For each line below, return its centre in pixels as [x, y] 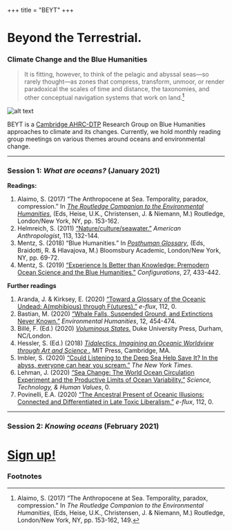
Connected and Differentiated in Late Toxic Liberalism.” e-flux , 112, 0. [115, 402]
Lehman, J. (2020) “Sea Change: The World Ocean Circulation [106, 373]
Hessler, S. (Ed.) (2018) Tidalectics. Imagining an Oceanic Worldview [115, 343]
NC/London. [35, 336]
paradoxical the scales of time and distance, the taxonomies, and [117, 89]
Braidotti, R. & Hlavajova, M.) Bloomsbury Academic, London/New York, [119, 251]
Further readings [32, 286]
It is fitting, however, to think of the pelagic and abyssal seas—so [116, 75]
